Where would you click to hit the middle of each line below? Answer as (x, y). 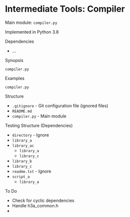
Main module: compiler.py (31, 22)
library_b (22, 161)
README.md (22, 111)
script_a (21, 177)
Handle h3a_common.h (35, 205)
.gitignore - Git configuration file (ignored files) (60, 105)
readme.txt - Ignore (32, 171)
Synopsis (14, 60)
